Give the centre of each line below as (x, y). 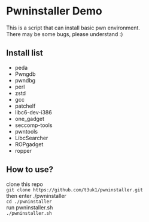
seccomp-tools (34, 125)
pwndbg (25, 80)
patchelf (25, 106)
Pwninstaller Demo (54, 11)
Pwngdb (25, 74)
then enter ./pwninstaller (37, 196)
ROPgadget (29, 144)
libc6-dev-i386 (33, 112)
